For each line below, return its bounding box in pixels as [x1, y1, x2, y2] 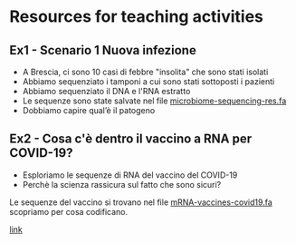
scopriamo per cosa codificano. [9, 206, 129, 217]
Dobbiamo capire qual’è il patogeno [22, 105, 156, 115]
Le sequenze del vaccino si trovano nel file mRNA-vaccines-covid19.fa [9, 197, 273, 208]
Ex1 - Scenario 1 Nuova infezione [9, 43, 196, 58]
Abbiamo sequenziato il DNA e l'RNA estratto [22, 86, 191, 96]
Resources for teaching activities [9, 6, 264, 27]
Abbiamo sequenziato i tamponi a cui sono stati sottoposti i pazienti [22, 76, 275, 87]
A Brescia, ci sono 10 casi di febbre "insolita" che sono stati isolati [22, 66, 269, 77]
